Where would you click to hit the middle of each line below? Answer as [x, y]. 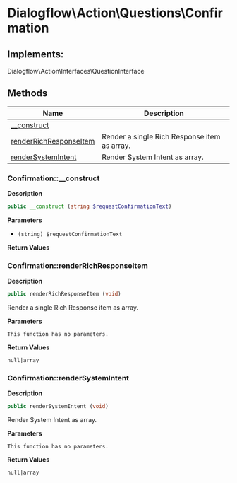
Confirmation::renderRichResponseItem [78, 265]
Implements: [36, 54]
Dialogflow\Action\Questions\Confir [115, 13]
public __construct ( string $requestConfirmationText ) [90, 206]
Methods [28, 93]
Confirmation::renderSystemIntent [68, 378]
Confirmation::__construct [54, 178]
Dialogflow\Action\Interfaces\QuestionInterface [76, 71]
